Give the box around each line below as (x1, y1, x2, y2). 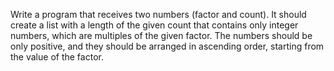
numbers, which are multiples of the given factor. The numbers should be (10, 30, 313, 41)
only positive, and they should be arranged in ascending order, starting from (10, 40, 325, 52)
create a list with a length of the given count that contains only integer (10, 19, 299, 31)
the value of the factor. (10, 51, 104, 63)
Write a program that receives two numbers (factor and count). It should (10, 9, 307, 20)
